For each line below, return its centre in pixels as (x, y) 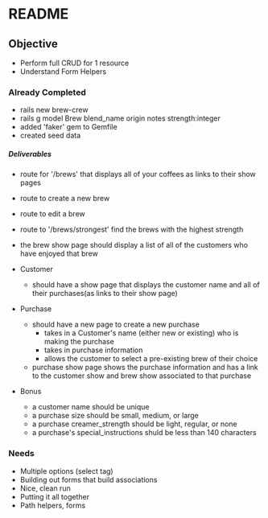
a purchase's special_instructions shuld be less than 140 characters (144, 433)
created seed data (50, 136)
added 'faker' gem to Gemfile (69, 127)
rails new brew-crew (54, 110)
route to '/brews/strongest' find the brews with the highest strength (132, 229)
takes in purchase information (93, 350)
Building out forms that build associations (89, 479)
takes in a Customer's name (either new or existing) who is (141, 333)
